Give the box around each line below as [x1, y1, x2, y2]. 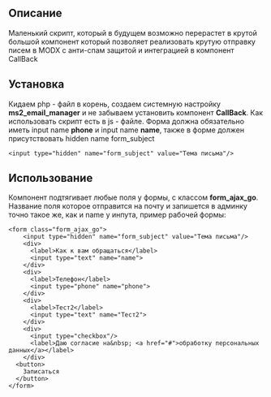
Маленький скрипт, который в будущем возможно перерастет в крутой [8, 28, 257, 37]
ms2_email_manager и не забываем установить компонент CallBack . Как [8, 107, 264, 117]
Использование [8, 171, 93, 185]
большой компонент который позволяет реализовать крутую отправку [8, 37, 256, 46]
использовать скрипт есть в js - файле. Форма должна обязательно [8, 116, 245, 126]
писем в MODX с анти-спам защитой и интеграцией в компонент [8, 45, 234, 55]
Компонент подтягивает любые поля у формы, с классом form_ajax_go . [8, 192, 259, 202]
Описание [8, 6, 62, 20]
